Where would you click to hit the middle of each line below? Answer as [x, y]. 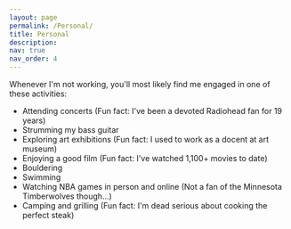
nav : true [28, 51]
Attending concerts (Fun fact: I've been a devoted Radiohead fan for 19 [152, 111]
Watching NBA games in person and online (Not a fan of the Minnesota [152, 187]
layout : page [33, 17]
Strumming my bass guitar [70, 130]
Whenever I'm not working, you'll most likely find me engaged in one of [140, 84]
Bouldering [42, 168]
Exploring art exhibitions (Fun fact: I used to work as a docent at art [145, 139]
